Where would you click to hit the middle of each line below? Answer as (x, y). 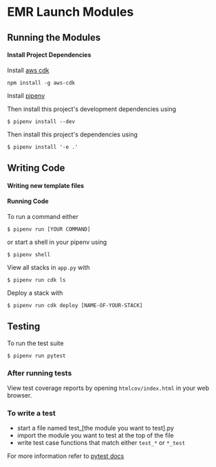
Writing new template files (46, 185)
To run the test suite (35, 343)
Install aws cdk (28, 70)
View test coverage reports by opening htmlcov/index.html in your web (108, 388)
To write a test (32, 413)
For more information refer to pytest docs (66, 456)
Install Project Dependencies (49, 55)
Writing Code (36, 168)
